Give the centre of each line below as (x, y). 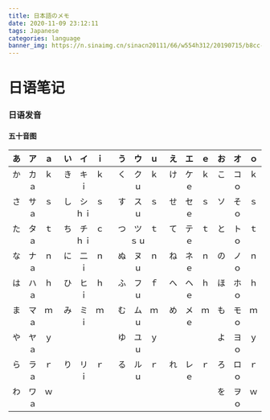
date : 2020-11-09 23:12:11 (53, 23)
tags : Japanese (34, 31)
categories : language (45, 38)
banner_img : (28, 46)
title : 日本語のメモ (39, 16)
